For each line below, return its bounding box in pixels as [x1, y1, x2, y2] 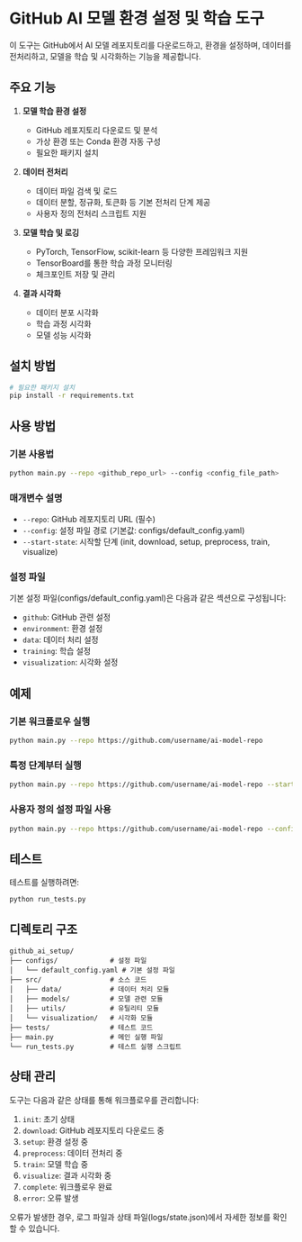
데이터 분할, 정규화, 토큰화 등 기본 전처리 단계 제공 [35, 196, 211, 207]
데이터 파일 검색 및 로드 [35, 186, 119, 196]
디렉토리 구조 [9, 922, 78, 938]
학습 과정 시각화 [35, 318, 92, 329]
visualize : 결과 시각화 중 [22, 1170, 112, 1181]
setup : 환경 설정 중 [22, 1136, 88, 1147]
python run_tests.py [9, 895, 87, 904]
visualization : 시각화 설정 [22, 657, 119, 667]
